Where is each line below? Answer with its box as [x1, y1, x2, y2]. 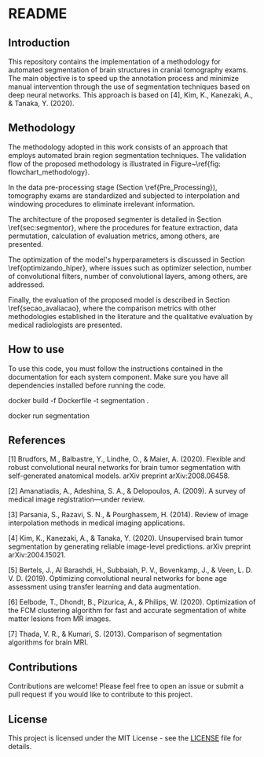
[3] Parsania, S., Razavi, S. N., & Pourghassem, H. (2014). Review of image [8, 510, 249, 520]
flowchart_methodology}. [8, 167, 90, 177]
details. [8, 742, 32, 751]
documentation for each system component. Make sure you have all [8, 372, 229, 381]
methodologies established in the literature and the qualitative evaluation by [8, 311, 253, 321]
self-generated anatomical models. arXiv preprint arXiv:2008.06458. [8, 471, 230, 480]
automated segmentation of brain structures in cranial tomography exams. [8, 65, 249, 75]
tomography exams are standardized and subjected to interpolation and [8, 190, 240, 200]
